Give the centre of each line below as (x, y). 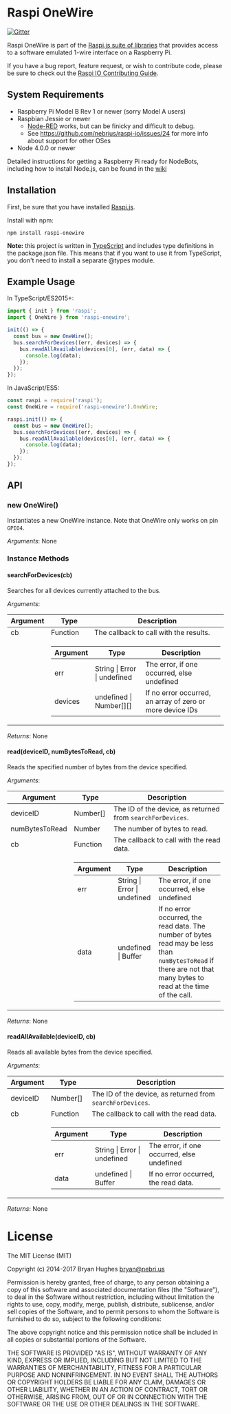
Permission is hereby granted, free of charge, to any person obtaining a (108, 1282)
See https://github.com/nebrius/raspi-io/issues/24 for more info (118, 133)
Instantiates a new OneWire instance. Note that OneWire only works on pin (113, 520)
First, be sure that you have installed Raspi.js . (71, 207)
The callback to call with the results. (152, 632)
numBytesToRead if (186, 960)
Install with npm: (30, 220)
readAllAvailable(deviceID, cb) (52, 1037)
